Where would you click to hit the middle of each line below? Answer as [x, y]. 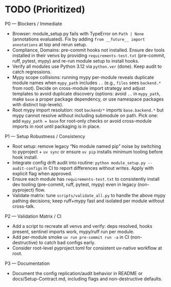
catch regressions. [32, 72]
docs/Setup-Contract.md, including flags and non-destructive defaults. [87, 279]
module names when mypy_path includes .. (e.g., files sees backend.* [87, 83]
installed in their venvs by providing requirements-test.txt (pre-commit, [89, 55]
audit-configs [27, 168]
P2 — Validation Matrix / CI [33, 216]
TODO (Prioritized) [45, 9]
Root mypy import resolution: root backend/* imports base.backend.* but [88, 110]
